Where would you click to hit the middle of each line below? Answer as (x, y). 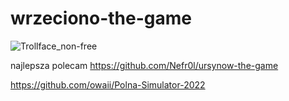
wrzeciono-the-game (101, 18)
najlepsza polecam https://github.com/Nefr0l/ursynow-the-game (144, 65)
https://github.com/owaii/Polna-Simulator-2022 (108, 84)
